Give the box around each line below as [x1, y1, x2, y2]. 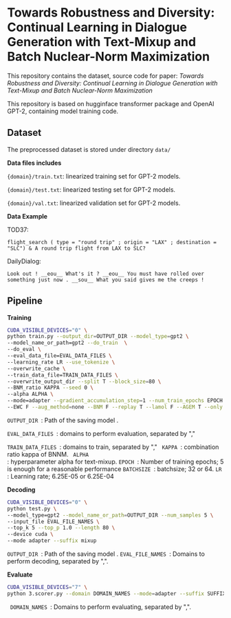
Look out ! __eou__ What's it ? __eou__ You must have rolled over [7, 270, 205, 277]
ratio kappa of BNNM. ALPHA [7, 450, 89, 458]
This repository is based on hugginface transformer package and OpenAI [7, 99, 214, 108]
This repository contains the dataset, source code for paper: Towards [7, 71, 204, 80]
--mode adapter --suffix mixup [7, 537, 97, 544]
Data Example [7, 212, 48, 220]
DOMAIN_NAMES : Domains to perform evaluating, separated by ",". [10, 602, 191, 611]
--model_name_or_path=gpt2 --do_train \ [7, 339, 128, 346]
